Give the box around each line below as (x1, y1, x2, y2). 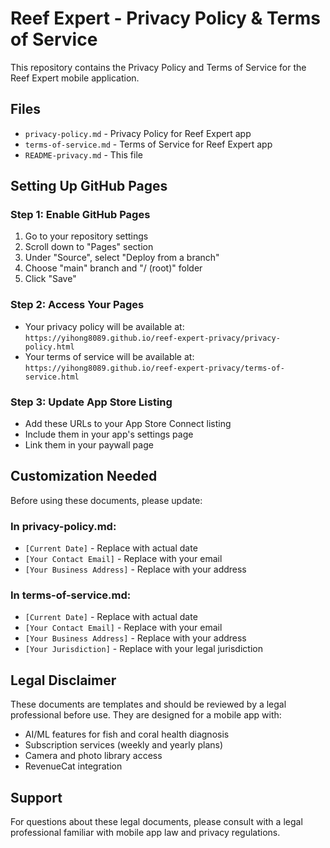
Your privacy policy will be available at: (24, 320, 185, 332)
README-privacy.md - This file (24, 148, 143, 161)
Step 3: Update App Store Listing (10, 395, 173, 409)
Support (10, 789, 63, 806)
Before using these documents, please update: (10, 494, 203, 506)
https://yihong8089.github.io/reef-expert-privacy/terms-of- (24, 363, 286, 373)
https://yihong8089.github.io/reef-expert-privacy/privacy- (24, 333, 281, 343)
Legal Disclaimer (10, 672, 117, 689)
